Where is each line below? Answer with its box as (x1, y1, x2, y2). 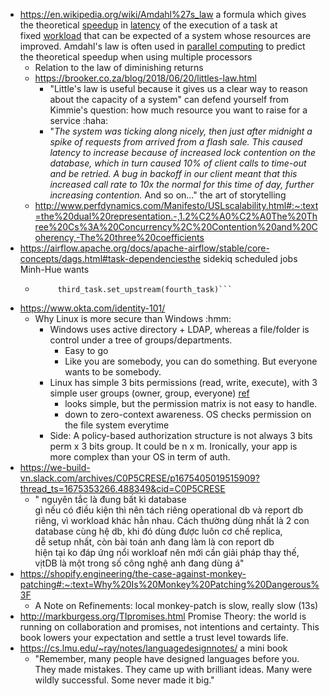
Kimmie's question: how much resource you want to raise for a (49, 104, 308, 116)
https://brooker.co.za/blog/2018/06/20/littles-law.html (34, 72, 257, 84)
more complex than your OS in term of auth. (49, 451, 231, 463)
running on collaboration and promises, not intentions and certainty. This (19, 621, 320, 633)
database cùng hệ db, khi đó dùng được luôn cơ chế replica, (34, 525, 283, 537)
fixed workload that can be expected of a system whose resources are (19, 30, 312, 41)
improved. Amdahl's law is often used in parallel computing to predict (19, 40, 306, 52)
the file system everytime (64, 419, 170, 431)
